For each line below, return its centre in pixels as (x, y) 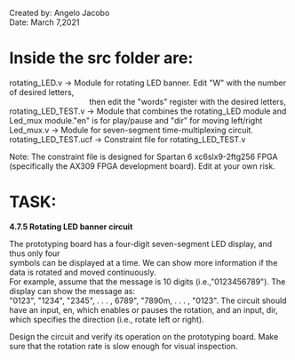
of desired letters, (42, 92)
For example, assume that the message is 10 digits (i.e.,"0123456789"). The (147, 281)
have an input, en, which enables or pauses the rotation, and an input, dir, (144, 309)
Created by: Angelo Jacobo (60, 13)
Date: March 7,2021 (44, 22)
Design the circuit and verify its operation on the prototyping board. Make (144, 336)
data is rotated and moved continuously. (83, 272)
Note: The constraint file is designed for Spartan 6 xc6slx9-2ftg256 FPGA (144, 156)
